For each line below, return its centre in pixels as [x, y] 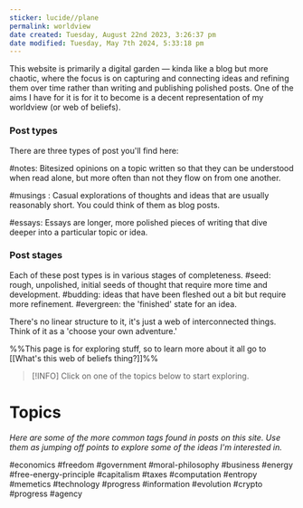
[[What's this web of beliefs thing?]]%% [84, 358]
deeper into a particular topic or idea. [79, 232]
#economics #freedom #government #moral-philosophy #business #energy [151, 465]
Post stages [36, 255]
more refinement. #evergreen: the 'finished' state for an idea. [123, 303]
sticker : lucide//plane [54, 18]
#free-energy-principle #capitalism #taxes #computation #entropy [133, 474]
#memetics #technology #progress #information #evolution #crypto [136, 484]
